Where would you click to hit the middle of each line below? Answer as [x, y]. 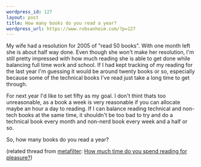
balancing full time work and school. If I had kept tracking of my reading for [100, 65]
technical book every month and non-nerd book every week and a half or [97, 122]
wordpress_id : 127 [29, 12]
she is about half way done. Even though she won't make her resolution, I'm [100, 52]
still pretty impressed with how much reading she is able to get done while [98, 58]
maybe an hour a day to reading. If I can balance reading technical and [94, 109]
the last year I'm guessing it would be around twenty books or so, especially [101, 71]
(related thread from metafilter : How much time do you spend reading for [97, 151]
